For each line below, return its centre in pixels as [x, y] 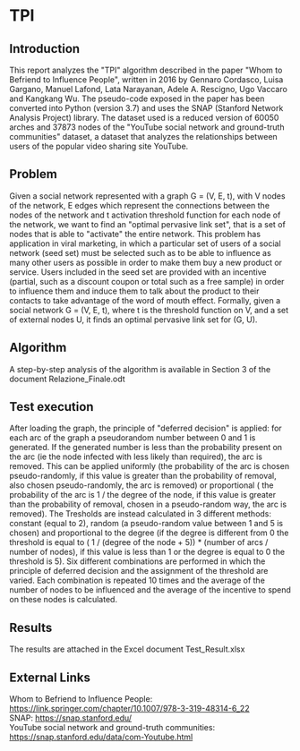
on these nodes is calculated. [64, 600]
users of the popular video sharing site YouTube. [99, 146]
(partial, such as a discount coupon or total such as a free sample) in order [147, 281]
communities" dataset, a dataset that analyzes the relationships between [143, 137]
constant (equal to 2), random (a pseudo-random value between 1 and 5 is [146, 524]
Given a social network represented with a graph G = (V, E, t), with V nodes [147, 196]
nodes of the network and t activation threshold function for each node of [145, 215]
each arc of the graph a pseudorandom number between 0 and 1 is [133, 438]
